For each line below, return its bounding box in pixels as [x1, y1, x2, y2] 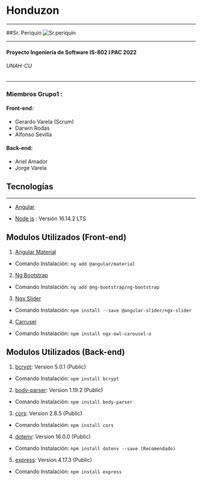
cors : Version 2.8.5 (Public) [14, 410, 83, 417]
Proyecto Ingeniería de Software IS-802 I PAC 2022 [6, 49, 137, 56]
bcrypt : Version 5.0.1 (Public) [14, 363, 86, 370]
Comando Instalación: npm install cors [14, 421, 114, 428]
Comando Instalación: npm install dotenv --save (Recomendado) [14, 444, 176, 452]
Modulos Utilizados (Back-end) [6, 347, 125, 357]
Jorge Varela [14, 165, 47, 172]
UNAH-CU [6, 62, 32, 70]
